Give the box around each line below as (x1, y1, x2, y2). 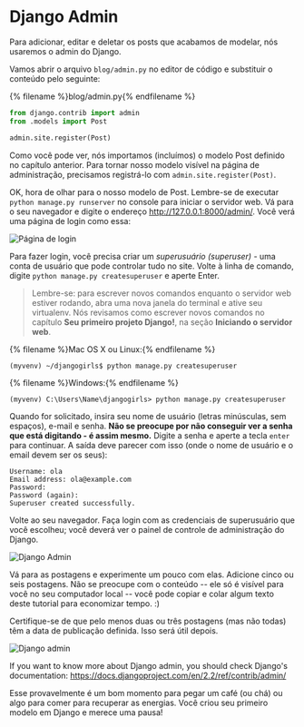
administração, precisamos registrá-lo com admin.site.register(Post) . (9, 169, 277, 180)
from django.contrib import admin (9, 108, 141, 117)
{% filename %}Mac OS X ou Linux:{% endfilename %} (9, 343, 216, 355)
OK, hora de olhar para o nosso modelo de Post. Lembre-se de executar (9, 186, 279, 197)
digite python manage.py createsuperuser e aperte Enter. (9, 270, 220, 280)
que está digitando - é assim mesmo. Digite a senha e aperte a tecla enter (9, 429, 290, 441)
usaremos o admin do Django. (9, 45, 122, 56)
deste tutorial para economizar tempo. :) (9, 597, 161, 609)
